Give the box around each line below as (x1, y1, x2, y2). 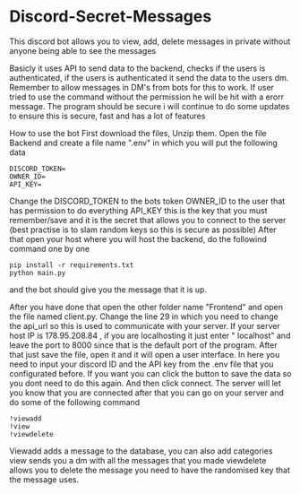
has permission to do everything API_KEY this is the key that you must (9, 204, 268, 216)
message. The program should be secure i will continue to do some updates (9, 100, 290, 111)
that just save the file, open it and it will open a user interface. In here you (9, 349, 280, 360)
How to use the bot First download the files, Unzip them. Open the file (9, 127, 267, 138)
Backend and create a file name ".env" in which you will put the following (9, 137, 278, 148)
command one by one (9, 243, 90, 254)
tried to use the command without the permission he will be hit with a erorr (9, 91, 285, 102)
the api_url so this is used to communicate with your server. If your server (9, 320, 280, 331)
